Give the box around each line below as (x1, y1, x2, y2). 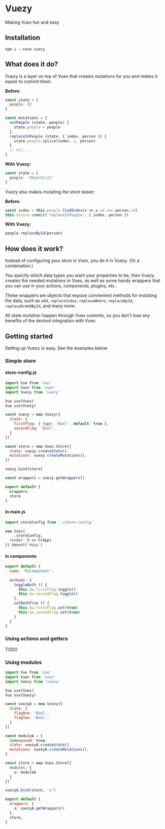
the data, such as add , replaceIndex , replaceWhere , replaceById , (5, 298, 134, 304)
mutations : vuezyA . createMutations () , (9, 747, 90, 752)
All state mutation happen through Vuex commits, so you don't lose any (5, 313, 150, 319)
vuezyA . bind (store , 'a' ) (5, 788, 56, 793)
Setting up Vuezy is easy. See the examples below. (5, 345, 108, 351)
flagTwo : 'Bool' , (14, 716, 50, 721)
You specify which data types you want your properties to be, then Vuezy (5, 272, 155, 279)
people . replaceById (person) (5, 231, 63, 236)
